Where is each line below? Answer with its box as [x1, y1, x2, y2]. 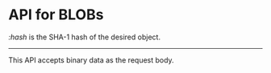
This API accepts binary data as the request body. [8, 55, 175, 65]
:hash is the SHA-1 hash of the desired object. [8, 32, 161, 42]
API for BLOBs [8, 6, 104, 24]
